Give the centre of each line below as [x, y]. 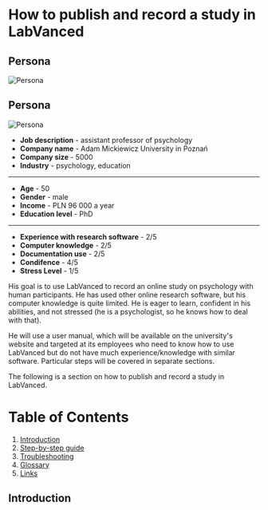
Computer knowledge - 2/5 [65, 245]
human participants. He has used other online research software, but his [127, 295]
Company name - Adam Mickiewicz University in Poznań [114, 148]
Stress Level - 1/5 [49, 271]
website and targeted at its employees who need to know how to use [121, 344]
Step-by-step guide [52, 448]
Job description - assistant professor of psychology [106, 140]
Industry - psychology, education [75, 165]
